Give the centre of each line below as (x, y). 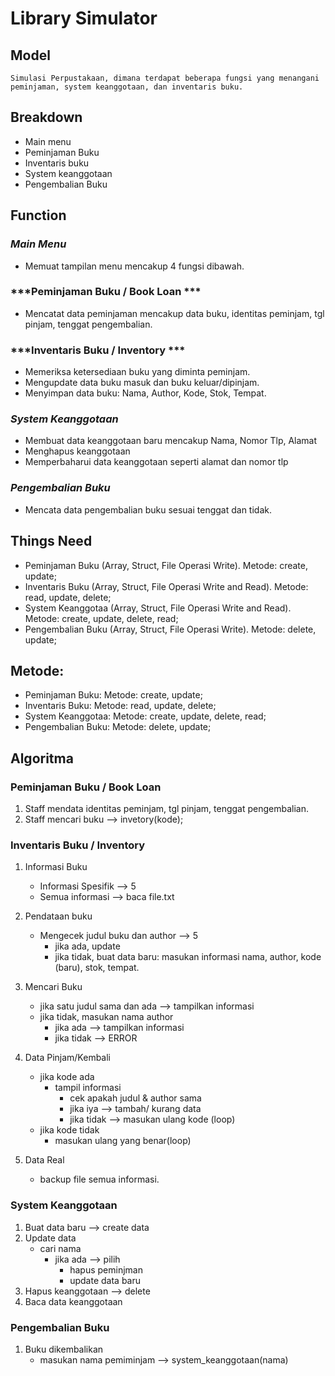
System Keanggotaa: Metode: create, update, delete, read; (145, 716)
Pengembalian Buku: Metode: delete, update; (118, 727)
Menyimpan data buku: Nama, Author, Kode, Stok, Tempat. (145, 393)
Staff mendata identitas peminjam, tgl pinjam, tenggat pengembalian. (167, 808)
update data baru (105, 1280)
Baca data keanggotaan (73, 1301)
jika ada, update (87, 946)
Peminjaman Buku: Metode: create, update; (113, 695)
